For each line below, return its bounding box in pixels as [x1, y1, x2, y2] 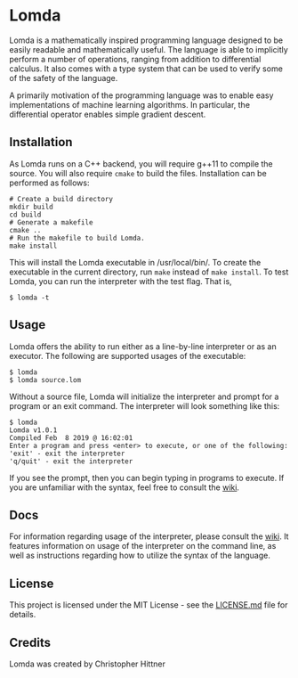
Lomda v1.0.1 [9, 425, 58, 435]
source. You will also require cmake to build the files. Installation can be [9, 167, 267, 178]
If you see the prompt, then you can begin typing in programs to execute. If [9, 472, 285, 483]
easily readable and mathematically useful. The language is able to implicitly [9, 44, 289, 54]
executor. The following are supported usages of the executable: [9, 350, 246, 361]
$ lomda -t [9, 293, 50, 302]
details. [9, 609, 36, 620]
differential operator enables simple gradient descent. [9, 109, 206, 119]
